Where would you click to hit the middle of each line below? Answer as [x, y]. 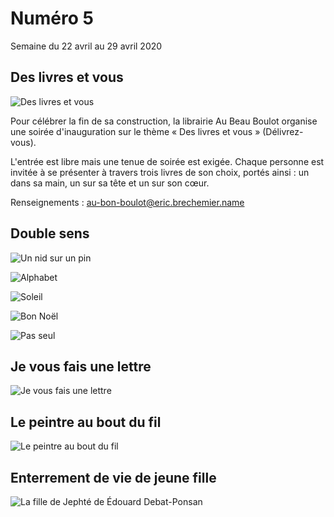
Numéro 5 [52, 18]
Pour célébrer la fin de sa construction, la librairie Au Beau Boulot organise [164, 121]
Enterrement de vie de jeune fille [113, 477]
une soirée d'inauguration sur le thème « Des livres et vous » [135, 131]
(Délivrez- [283, 131]
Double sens [50, 233]
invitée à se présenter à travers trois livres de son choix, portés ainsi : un [160, 172]
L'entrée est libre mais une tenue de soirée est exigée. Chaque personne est [167, 161]
